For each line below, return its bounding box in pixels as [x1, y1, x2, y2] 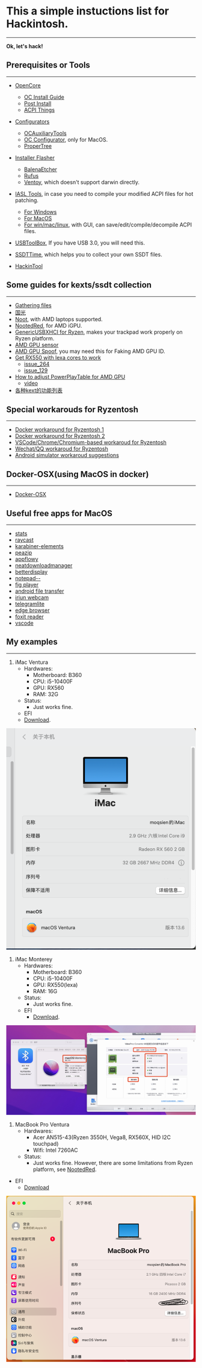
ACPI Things [23, 106, 55, 113]
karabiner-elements [14, 543, 64, 549]
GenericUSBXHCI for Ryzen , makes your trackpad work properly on [14, 328, 183, 336]
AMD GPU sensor [14, 341, 59, 348]
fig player [14, 581, 39, 588]
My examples [6, 637, 58, 647]
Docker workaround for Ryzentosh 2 [14, 433, 105, 440]
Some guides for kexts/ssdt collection [6, 280, 152, 290]
